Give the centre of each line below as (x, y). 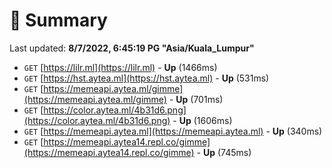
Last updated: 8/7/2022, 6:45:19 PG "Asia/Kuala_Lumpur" (132, 48)
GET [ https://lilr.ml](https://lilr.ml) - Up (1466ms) (120, 67)
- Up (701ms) (196, 99)
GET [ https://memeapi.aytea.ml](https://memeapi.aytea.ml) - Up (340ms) (173, 131)
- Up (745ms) (224, 152)
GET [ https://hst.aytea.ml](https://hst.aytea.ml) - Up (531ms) (146, 78)
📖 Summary (58, 20)
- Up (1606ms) (202, 120)
